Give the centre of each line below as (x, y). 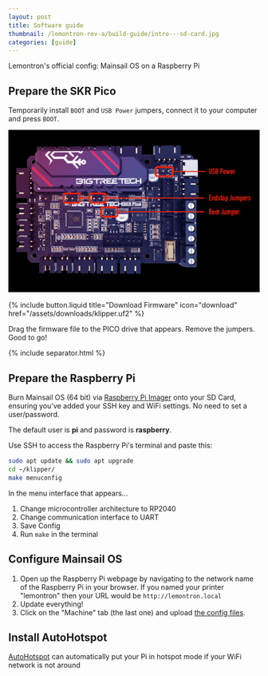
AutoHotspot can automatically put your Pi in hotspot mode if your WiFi (125, 657)
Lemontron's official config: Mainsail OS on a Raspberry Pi (104, 66)
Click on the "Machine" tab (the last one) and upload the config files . (132, 612)
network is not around (45, 665)
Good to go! (28, 338)
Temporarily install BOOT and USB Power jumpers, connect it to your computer (133, 110)
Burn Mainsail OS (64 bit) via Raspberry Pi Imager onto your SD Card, (122, 398)
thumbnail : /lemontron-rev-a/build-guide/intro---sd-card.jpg (114, 34)
